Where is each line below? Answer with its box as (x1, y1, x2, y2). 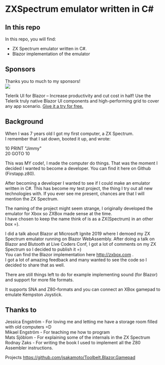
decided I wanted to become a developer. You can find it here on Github (5, 165, 151, 171)
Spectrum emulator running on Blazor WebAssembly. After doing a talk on (5, 235, 155, 242)
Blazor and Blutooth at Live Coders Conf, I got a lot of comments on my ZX (5, 241, 157, 247)
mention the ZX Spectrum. (5, 196, 59, 201)
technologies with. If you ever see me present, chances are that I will (5, 191, 145, 197)
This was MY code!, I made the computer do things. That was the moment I (5, 160, 158, 166)
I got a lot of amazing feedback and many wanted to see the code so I (5, 257, 147, 263)
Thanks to (5, 306, 37, 314)
